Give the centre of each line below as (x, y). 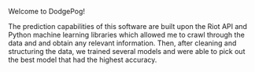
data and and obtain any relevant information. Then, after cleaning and (122, 43)
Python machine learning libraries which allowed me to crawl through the (127, 35)
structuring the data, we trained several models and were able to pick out (127, 51)
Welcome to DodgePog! (46, 11)
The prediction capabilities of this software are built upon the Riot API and (128, 26)
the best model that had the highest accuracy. (83, 59)
